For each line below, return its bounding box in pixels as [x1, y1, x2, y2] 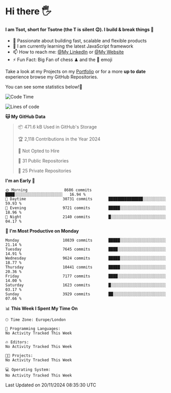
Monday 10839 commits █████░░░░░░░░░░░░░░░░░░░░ [5, 238, 166, 243]
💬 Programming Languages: [5, 326, 60, 332]
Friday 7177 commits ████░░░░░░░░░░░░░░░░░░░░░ [5, 274, 166, 279]
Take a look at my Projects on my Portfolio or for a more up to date [5, 69, 146, 75]
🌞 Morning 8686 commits [5, 188, 92, 193]
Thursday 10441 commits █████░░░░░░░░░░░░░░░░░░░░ [5, 265, 166, 270]
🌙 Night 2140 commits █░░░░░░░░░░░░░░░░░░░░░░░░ [5, 215, 166, 220]
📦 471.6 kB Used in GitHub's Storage [17, 124, 97, 130]
